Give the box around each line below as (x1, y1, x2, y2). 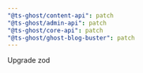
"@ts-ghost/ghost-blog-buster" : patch (7, 33, 135, 42)
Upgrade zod (7, 56, 51, 65)
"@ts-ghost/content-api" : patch (7, 11, 114, 20)
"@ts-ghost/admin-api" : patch (7, 19, 107, 27)
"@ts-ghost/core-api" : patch (7, 26, 103, 34)
